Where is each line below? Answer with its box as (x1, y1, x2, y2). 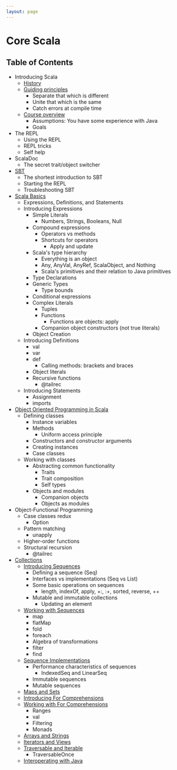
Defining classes (23, 412, 64, 419)
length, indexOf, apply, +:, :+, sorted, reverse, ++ (41, 588, 160, 595)
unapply (32, 531, 53, 538)
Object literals (32, 368, 67, 375)
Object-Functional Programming (14, 506, 93, 513)
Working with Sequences (23, 606, 85, 614)
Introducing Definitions (23, 337, 80, 344)
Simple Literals (32, 211, 68, 218)
